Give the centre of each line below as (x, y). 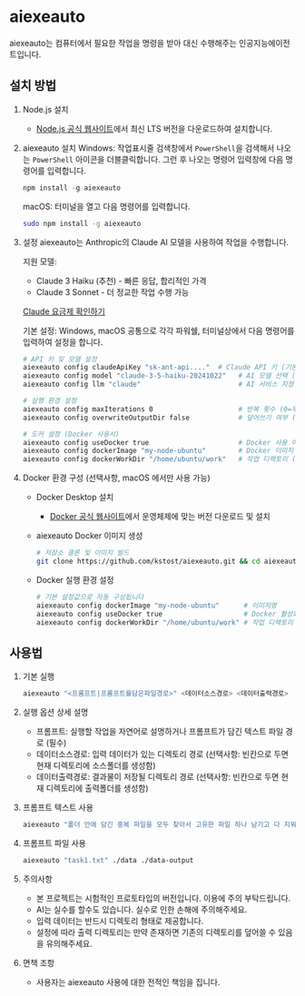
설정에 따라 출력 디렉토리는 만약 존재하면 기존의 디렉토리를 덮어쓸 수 (156, 932)
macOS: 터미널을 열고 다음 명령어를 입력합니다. (106, 206)
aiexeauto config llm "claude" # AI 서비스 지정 (158, 385)
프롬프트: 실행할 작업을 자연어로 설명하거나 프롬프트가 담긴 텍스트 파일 (160, 732)
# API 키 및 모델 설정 (59, 359)
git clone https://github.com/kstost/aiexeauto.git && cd (148, 561)
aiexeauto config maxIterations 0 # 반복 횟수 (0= (157, 409)
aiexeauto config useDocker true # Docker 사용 (155, 442)
